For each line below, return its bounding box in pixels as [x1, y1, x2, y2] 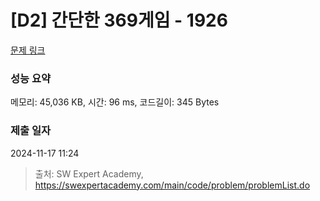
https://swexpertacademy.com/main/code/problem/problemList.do [34, 179, 311, 191]
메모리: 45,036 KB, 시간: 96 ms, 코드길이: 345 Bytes [10, 96, 220, 108]
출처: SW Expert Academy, [34, 167, 144, 180]
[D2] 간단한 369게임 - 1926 [10, 9, 228, 32]
